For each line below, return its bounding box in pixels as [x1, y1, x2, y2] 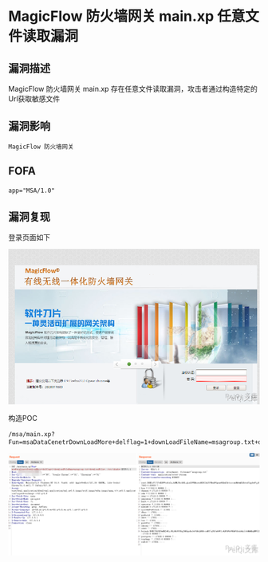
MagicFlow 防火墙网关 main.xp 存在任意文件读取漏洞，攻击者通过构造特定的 [8, 84, 258, 93]
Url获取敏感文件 [8, 94, 61, 104]
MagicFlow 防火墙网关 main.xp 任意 [8, 7, 246, 26]
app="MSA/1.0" [8, 187, 56, 195]
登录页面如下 [8, 233, 50, 242]
